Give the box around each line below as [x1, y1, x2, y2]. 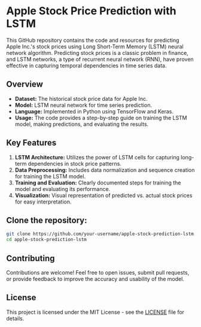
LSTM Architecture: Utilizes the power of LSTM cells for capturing [14, 153, 179, 161]
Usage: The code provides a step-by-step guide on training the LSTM [14, 114, 187, 121]
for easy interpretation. [14, 198, 72, 205]
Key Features [6, 138, 57, 148]
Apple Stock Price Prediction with [6, 4, 176, 18]
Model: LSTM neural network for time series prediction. [14, 101, 153, 109]
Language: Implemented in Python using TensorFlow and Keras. [14, 107, 173, 115]
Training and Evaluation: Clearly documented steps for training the [14, 179, 181, 186]
